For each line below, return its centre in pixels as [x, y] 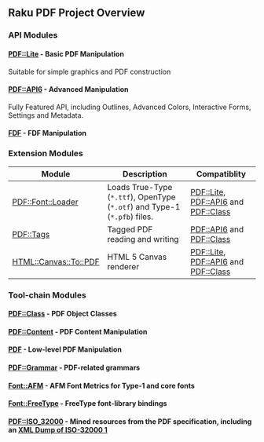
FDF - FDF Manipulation [47, 133]
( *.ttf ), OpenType [141, 197]
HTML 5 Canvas [137, 257]
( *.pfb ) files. [130, 217]
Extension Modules [46, 154]
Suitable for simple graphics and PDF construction [90, 71]
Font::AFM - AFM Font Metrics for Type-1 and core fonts [101, 385]
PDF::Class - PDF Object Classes [63, 314]
